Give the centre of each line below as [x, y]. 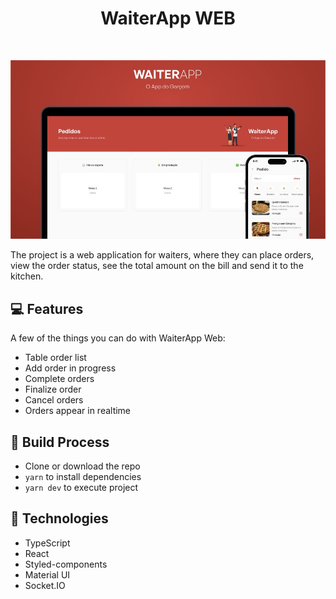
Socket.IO [45, 585]
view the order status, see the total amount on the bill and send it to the [157, 266]
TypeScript [47, 543]
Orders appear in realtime [78, 411]
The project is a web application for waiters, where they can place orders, [162, 255]
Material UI [47, 574]
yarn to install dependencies [83, 476]
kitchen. [27, 276]
